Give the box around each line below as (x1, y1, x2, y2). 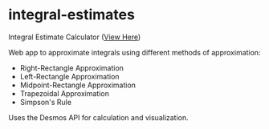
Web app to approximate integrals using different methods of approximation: (8, 47, 261, 57)
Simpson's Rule (19, 97, 72, 107)
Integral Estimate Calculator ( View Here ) (8, 32, 141, 42)
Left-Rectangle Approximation (19, 71, 120, 81)
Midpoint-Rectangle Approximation (19, 80, 137, 90)
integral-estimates (8, 6, 135, 24)
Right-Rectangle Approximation (19, 62, 124, 73)
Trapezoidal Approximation (19, 88, 110, 98)
